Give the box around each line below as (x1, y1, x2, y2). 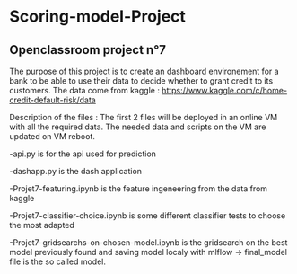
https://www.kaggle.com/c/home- (161, 85, 288, 95)
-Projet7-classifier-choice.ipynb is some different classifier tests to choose (9, 210, 286, 221)
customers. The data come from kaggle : (9, 85, 160, 95)
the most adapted (9, 220, 74, 230)
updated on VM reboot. (9, 131, 96, 141)
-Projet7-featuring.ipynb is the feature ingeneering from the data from (9, 183, 267, 194)
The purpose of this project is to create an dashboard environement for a (9, 66, 280, 76)
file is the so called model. (9, 256, 106, 267)
